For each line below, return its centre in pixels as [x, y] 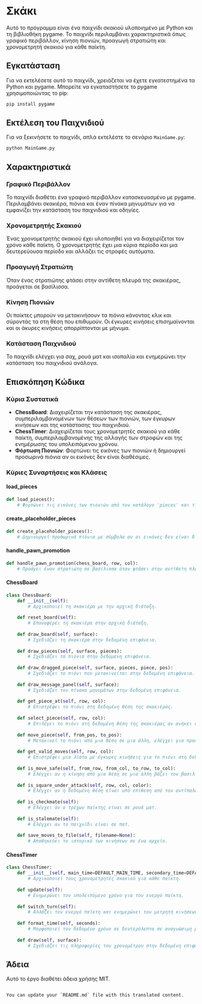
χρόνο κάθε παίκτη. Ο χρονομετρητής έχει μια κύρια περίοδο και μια [92, 245]
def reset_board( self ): [47, 617]
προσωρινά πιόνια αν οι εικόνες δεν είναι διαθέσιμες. [82, 457]
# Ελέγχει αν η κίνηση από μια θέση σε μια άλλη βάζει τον [103, 774]
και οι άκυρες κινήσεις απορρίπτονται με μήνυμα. [68, 328]
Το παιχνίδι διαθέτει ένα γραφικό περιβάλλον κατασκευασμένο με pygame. [101, 197]
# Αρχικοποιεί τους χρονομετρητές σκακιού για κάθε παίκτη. [105, 879]
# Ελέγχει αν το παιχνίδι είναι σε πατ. [79, 824]
